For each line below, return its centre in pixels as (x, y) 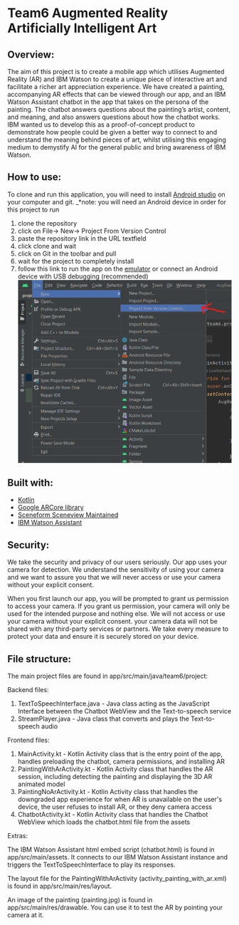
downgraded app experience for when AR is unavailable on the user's (120, 800)
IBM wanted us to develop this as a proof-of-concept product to (101, 125)
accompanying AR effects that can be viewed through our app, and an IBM (117, 94)
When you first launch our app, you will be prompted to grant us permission (118, 599)
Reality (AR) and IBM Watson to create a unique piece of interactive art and (117, 79)
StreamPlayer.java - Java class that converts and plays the (103, 719)
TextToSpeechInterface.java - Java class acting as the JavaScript (113, 704)
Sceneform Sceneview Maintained (68, 515)
